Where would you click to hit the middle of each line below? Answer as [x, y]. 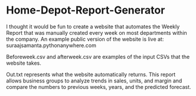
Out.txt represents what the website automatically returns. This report [91, 74]
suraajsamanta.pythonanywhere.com [51, 45]
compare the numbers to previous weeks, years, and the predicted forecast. [99, 87]
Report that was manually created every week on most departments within [97, 32]
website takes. [24, 63]
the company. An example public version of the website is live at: [85, 39]
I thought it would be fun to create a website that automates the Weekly [93, 27]
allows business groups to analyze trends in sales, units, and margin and [94, 81]
